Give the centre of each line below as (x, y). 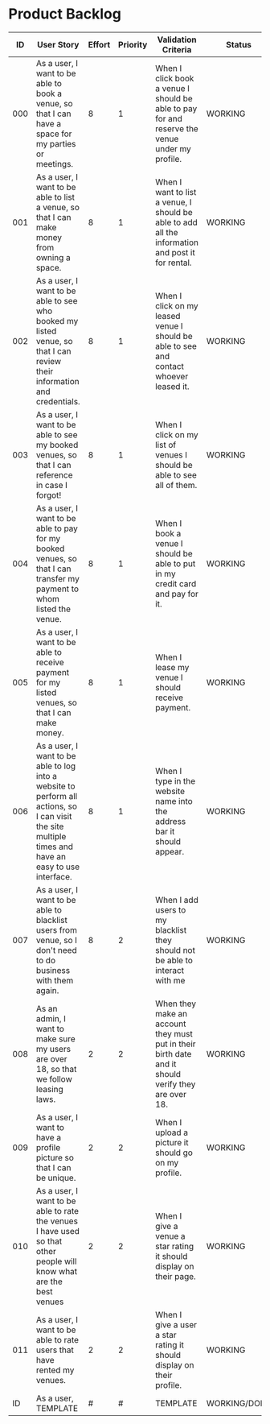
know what (57, 1271)
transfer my (58, 578)
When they (176, 1004)
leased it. (173, 386)
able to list (55, 197)
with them (55, 980)
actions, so (57, 806)
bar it (165, 831)
